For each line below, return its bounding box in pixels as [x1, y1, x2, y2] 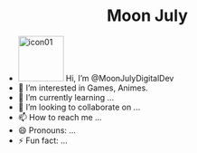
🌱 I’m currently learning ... [17, 91, 115, 102]
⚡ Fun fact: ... [17, 135, 68, 146]
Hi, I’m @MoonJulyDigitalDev [65, 72, 174, 83]
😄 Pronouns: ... [17, 124, 77, 136]
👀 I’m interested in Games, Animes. [17, 82, 149, 93]
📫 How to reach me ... [17, 111, 102, 122]
